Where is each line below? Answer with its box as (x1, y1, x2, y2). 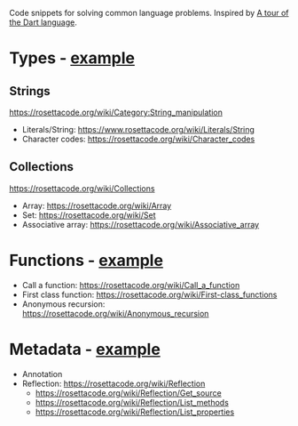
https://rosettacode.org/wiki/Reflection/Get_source (35, 387, 222, 398)
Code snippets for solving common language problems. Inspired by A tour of (9, 8, 290, 18)
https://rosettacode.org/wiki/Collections (9, 182, 155, 194)
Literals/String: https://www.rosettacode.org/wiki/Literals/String (21, 125, 255, 134)
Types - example (9, 48, 136, 68)
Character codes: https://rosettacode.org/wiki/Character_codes (21, 133, 255, 144)
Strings (9, 84, 51, 99)
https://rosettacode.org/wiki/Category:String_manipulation (9, 107, 223, 117)
